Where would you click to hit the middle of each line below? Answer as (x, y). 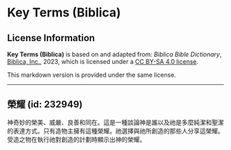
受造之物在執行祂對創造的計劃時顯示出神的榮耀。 (76, 139)
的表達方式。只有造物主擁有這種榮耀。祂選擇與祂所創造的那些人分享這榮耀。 (115, 131)
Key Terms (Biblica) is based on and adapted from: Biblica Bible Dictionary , (114, 54)
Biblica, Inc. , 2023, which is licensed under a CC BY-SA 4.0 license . (103, 62)
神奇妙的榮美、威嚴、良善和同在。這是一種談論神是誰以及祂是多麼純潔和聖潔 (115, 122)
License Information (51, 38)
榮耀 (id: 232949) (45, 104)
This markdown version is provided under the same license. (92, 75)
